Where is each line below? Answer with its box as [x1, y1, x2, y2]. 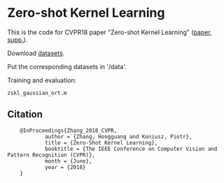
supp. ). [7, 35, 28, 43]
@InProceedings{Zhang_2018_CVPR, [20, 127, 118, 134]
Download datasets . [7, 49, 65, 57]
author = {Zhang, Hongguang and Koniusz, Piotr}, [44, 133, 192, 140]
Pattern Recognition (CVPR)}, [7, 152, 96, 159]
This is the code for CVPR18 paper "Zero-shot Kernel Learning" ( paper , [7, 28, 212, 36]
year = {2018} [44, 163, 86, 170]
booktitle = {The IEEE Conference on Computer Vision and [44, 145, 218, 152]
